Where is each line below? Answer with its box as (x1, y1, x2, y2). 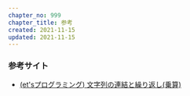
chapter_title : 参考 (8, 19, 73, 27)
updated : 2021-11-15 (8, 33, 76, 41)
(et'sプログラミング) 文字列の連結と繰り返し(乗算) (19, 80, 182, 89)
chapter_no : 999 (8, 11, 61, 20)
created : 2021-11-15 (8, 26, 76, 34)
